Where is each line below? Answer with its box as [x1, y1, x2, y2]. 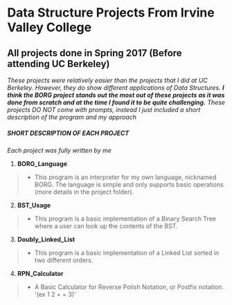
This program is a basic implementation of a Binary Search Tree [34, 214, 217, 223]
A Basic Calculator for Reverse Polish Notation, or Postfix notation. [34, 282, 224, 291]
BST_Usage [17, 201, 51, 209]
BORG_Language [17, 159, 68, 167]
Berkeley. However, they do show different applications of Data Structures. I [7, 84, 224, 91]
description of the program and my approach [7, 113, 137, 121]
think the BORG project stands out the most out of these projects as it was [7, 91, 225, 99]
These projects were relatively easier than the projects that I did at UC [7, 76, 208, 84]
